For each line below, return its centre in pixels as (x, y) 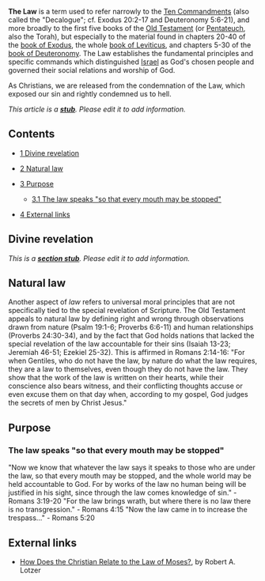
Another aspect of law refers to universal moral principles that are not (122, 302)
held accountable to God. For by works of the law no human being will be (127, 485)
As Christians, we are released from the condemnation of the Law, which (127, 85)
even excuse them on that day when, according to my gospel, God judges (128, 394)
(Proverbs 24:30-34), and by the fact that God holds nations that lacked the (131, 336)
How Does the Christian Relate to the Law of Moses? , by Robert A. (127, 561)
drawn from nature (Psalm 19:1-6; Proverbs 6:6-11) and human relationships (131, 327)
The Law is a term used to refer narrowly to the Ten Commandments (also (129, 11)
